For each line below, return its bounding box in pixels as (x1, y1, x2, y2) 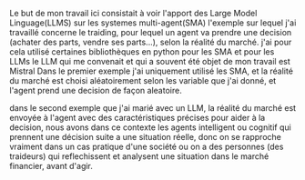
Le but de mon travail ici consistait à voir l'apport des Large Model (9, 8, 258, 18)
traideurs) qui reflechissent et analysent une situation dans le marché (9, 151, 269, 162)
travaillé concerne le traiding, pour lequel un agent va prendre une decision (9, 27, 292, 37)
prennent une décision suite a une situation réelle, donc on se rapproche (9, 132, 282, 142)
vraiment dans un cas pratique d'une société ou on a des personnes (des (9, 141, 284, 152)
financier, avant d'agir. (9, 161, 94, 171)
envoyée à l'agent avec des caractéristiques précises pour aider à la (9, 113, 266, 123)
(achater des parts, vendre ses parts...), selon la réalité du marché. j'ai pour (9, 36, 292, 47)
